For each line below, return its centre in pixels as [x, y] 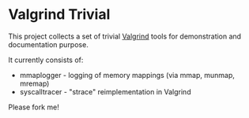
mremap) [34, 83]
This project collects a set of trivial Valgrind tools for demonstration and [125, 36]
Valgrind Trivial [59, 15]
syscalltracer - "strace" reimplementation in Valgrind [105, 91]
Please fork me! [34, 107]
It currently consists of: [46, 60]
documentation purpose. [48, 44]
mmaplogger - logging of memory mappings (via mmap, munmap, [127, 75]
